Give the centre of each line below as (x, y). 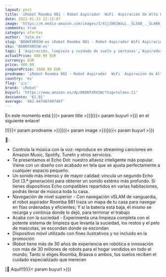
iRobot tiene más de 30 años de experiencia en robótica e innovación (83, 244)
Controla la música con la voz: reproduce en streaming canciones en (82, 150)
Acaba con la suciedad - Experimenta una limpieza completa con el (81, 218)
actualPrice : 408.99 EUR (31, 56)
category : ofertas (24, 33)
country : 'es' (20, 79)
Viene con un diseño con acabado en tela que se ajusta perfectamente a (86, 165)
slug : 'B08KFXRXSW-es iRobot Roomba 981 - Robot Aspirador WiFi (73, 42)
